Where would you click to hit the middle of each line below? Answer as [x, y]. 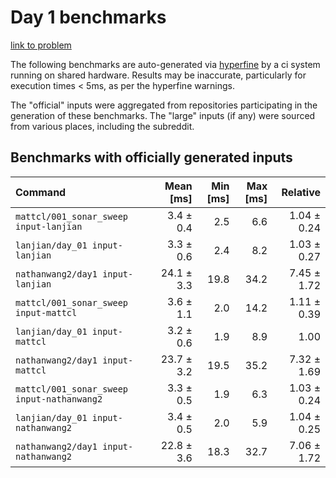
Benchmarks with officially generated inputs [151, 157]
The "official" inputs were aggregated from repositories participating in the [164, 105]
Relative [301, 192]
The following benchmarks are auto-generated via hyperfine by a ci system [165, 64]
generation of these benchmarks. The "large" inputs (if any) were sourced [163, 115]
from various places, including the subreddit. [102, 126]
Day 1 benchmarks [88, 17]
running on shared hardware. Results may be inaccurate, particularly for [158, 75]
